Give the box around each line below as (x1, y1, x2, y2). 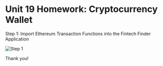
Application (5, 36, 29, 42)
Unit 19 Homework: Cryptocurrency (5, 3, 158, 15)
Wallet (5, 14, 33, 25)
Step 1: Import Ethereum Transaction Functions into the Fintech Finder (5, 30, 151, 36)
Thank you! (5, 55, 29, 61)
